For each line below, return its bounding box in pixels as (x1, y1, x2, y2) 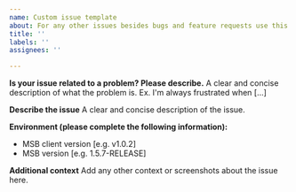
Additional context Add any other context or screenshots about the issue (9, 165, 278, 176)
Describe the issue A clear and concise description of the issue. (9, 104, 246, 115)
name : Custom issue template (9, 12, 117, 22)
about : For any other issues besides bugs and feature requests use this (9, 21, 289, 30)
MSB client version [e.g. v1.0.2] (21, 139, 136, 150)
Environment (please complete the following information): (9, 121, 228, 133)
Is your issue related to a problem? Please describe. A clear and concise (9, 78, 279, 88)
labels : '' (9, 37, 50, 47)
